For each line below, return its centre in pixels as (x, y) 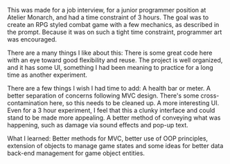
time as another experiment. (47, 75)
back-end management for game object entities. (76, 153)
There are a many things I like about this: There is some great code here (110, 53)
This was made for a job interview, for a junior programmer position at (107, 10)
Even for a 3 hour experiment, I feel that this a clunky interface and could (111, 110)
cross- (210, 95)
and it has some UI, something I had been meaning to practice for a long (110, 67)
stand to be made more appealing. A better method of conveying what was (114, 118)
